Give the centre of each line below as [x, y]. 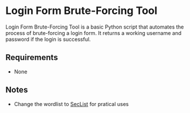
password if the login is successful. [48, 39]
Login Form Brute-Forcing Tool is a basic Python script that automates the [95, 27]
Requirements [32, 57]
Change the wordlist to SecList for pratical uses [71, 104]
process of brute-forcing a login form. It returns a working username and [94, 33]
